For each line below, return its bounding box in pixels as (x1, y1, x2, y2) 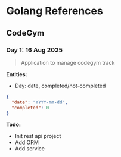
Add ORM (14, 139, 39, 146)
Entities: (6, 70, 27, 78)
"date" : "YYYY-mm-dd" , (11, 99, 68, 105)
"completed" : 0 (11, 105, 49, 111)
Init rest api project (14, 133, 61, 140)
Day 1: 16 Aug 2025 (6, 46, 63, 54)
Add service (14, 145, 45, 152)
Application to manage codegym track (20, 59, 115, 66)
